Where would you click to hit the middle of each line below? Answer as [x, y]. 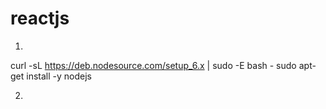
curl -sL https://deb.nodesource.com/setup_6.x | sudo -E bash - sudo [153, 65]
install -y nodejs [59, 76]
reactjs [40, 18]
